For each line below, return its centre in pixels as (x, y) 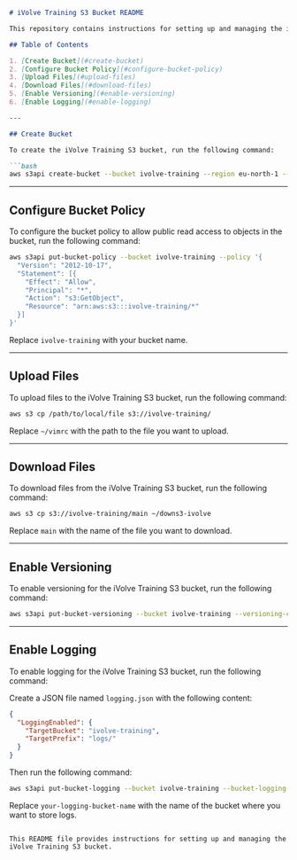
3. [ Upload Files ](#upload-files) (73, 77)
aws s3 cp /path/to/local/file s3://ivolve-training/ (110, 414)
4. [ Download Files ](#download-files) (80, 86)
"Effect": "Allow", (61, 282)
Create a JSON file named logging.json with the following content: (131, 698)
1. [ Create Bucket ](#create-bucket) (76, 61)
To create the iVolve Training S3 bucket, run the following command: (142, 150)
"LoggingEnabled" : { (55, 723)
